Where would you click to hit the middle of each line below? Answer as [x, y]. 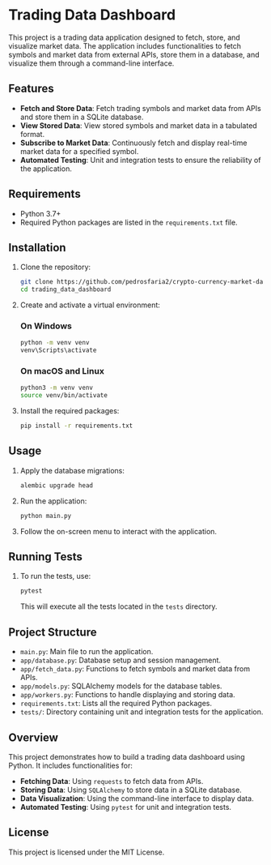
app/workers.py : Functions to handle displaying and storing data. [128, 695]
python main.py [46, 516]
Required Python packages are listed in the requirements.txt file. [129, 222]
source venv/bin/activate [64, 396]
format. [32, 134]
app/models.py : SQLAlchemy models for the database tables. [121, 686]
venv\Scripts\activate [58, 350]
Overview [34, 737]
